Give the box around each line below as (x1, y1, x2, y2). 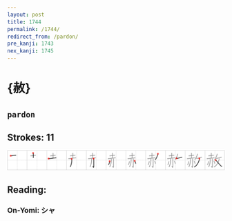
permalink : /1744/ (7, 26, 60, 32)
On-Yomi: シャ (7, 206, 56, 215)
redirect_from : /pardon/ (7, 33, 79, 40)
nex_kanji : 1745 (7, 48, 54, 55)
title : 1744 (7, 18, 41, 26)
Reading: (7, 184, 47, 195)
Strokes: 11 (7, 131, 55, 143)
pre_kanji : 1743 (7, 40, 54, 48)
